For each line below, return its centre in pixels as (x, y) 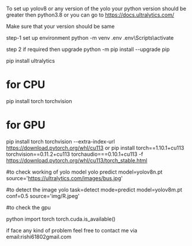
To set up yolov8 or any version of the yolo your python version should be (96, 9)
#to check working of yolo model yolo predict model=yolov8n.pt (84, 172)
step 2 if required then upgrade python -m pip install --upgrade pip (88, 49)
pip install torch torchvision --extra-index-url (61, 141)
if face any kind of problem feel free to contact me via (72, 230)
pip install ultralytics (31, 61)
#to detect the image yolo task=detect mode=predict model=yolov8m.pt (94, 190)
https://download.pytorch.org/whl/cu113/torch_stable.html (77, 160)
